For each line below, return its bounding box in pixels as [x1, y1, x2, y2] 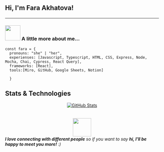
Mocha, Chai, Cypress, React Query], [5, 59, 82, 64]
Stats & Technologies [5, 89, 71, 98]
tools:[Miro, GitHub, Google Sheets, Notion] [9, 68, 104, 72]
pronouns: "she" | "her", [9, 51, 62, 55]
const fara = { [5, 46, 36, 51]
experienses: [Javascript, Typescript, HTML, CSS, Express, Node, [9, 55, 147, 60]
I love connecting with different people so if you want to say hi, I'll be [5, 136, 147, 142]
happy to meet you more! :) [5, 141, 61, 147]
